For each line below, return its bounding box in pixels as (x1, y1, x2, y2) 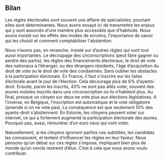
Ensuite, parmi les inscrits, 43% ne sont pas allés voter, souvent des (16, 83, 154, 90)
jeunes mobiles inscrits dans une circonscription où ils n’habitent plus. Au (5, 89, 153, 94)
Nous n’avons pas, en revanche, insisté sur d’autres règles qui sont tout (5, 47, 149, 53)
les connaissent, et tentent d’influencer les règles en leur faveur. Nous (5, 135, 146, 140)
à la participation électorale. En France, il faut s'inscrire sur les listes (5, 73, 142, 79)
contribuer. (5, 150, 27, 156)
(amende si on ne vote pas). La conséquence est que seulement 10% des (5, 104, 153, 110)
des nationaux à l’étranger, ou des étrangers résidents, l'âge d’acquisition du (5, 63, 159, 69)
